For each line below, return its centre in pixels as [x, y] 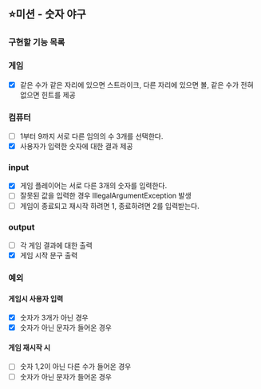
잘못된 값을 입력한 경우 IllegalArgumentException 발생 [105, 196]
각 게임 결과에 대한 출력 [56, 245]
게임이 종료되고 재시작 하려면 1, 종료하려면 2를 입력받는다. [109, 206]
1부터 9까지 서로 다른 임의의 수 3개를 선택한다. [91, 136]
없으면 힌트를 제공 [47, 95]
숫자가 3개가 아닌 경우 [54, 318]
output [22, 227]
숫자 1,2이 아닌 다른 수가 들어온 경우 [75, 367]
